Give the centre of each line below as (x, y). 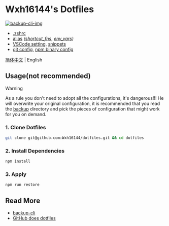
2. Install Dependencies (35, 150)
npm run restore (22, 185)
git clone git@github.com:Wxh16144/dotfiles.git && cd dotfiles (75, 138)
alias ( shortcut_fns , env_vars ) (43, 39)
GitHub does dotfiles (34, 218)
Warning (14, 88)
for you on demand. (26, 114)
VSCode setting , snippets (39, 44)
